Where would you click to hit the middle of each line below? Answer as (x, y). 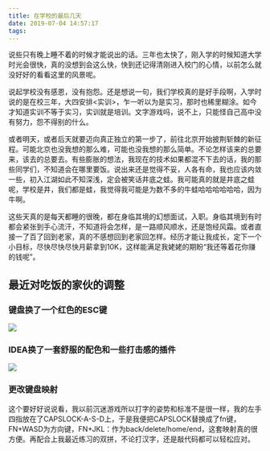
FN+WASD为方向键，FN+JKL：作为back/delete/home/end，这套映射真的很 (133, 428)
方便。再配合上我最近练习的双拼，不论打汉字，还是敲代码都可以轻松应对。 (131, 439)
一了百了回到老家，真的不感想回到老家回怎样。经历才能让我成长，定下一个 (138, 237)
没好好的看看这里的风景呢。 (54, 75)
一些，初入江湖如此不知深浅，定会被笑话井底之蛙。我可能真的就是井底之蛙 (131, 180)
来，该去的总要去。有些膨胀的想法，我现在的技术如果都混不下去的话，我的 (131, 159)
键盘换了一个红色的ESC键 (58, 309)
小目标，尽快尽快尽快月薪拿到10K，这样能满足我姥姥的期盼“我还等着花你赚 (132, 247)
